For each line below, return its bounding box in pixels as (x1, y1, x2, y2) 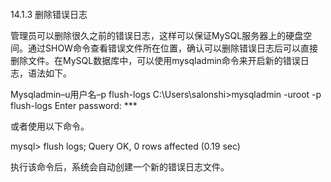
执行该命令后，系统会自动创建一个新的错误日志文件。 (10, 160, 230, 173)
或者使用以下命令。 (10, 120, 90, 132)
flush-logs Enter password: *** (10, 99, 138, 111)
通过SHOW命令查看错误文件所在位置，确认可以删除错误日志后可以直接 (27, 42, 318, 54)
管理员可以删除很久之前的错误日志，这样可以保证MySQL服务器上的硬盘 (10, 29, 304, 41)
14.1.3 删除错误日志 (10, 8, 88, 20)
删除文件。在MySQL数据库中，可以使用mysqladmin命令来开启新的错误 (10, 54, 301, 66)
